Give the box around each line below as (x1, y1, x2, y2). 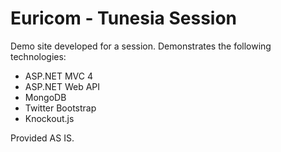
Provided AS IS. (10, 132, 75, 144)
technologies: (10, 50, 67, 62)
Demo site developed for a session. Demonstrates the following (10, 40, 272, 52)
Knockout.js (24, 112, 75, 124)
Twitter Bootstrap (24, 102, 97, 114)
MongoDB (24, 91, 67, 103)
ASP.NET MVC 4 (24, 70, 93, 82)
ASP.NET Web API (24, 80, 100, 92)
